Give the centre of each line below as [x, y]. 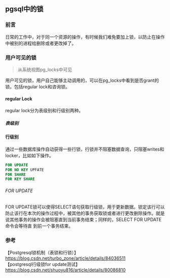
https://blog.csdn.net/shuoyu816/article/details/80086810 [66, 270]
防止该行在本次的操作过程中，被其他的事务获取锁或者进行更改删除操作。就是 [85, 213]
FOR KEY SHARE [20, 179]
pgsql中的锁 [25, 9]
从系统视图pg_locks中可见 [45, 69]
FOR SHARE [16, 175]
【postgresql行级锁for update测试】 [43, 264]
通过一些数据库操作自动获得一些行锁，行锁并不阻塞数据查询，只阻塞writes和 [85, 149]
